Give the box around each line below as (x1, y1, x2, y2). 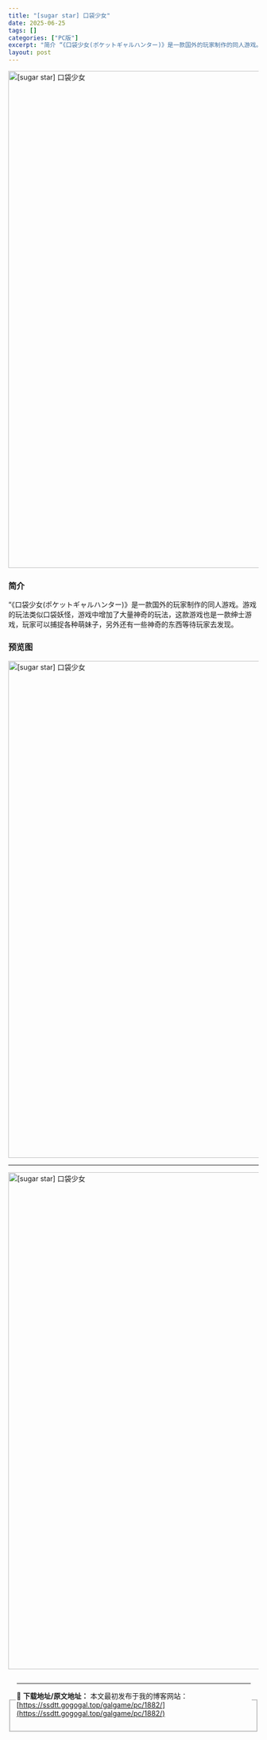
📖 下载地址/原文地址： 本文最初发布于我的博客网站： (16, 1691, 188, 1700)
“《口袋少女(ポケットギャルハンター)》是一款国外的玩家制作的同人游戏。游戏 (8, 600, 257, 609)
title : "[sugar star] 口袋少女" (8, 11, 111, 20)
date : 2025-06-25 (8, 19, 66, 27)
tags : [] (8, 26, 37, 34)
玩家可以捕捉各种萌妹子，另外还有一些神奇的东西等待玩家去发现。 (21, 619, 238, 629)
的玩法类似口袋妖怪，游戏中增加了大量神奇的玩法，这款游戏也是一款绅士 (8, 610, 245, 619)
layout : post (8, 49, 52, 56)
